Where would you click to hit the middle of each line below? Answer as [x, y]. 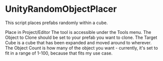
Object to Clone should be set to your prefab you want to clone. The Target [81, 37]
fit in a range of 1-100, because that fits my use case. [59, 53]
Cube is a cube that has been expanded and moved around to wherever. [78, 42]
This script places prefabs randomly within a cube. [57, 23]
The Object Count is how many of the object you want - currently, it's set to [82, 48]
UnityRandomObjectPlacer [61, 9]
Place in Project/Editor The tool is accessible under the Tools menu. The [78, 32]
